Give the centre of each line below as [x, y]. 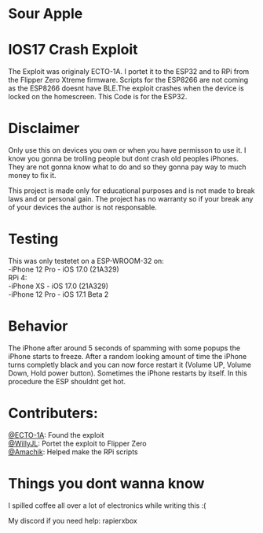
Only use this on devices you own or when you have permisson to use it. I [127, 150]
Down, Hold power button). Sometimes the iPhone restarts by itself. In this [128, 373]
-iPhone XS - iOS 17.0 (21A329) [58, 286]
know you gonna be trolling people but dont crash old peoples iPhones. [124, 159]
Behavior [38, 326]
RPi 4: [18, 278]
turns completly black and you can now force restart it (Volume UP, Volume [130, 365]
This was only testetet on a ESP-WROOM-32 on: [86, 261]
